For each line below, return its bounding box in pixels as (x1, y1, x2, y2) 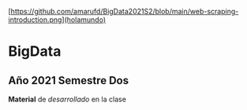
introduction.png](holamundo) (8, 15, 107, 24)
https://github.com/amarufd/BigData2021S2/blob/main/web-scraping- (10, 7, 239, 16)
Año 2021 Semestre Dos (8, 74, 129, 87)
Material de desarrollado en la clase (8, 94, 126, 104)
